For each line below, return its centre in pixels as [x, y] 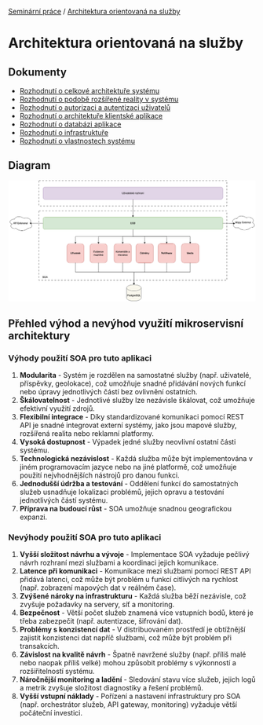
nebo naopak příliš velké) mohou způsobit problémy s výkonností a [128, 663]
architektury [39, 336]
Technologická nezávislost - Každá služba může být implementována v [136, 459]
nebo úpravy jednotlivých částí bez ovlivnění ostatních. [108, 392]
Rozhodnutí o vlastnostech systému [77, 141]
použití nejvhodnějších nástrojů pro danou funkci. [99, 475]
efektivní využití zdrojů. [57, 408]
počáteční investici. [51, 713]
